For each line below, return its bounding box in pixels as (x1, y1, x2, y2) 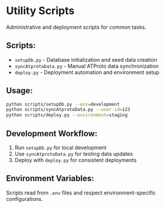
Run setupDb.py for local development (14, 144, 107, 151)
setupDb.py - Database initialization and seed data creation (14, 56, 157, 63)
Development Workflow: (6, 128, 98, 139)
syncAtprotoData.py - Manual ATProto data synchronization (14, 62, 159, 69)
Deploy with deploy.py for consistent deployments (14, 157, 137, 163)
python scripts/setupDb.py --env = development (6, 101, 120, 107)
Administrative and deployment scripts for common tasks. (6, 24, 147, 31)
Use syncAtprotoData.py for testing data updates (14, 150, 133, 157)
